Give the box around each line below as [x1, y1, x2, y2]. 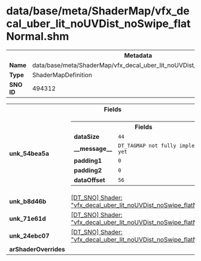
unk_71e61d [9, 214, 46, 223]
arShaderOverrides [9, 245, 65, 253]
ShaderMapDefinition [32, 71, 93, 79]
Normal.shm [6, 30, 69, 43]
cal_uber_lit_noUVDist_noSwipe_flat [6, 17, 191, 31]
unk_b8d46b [9, 197, 47, 205]
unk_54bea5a [9, 149, 50, 157]
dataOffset [74, 175, 106, 184]
